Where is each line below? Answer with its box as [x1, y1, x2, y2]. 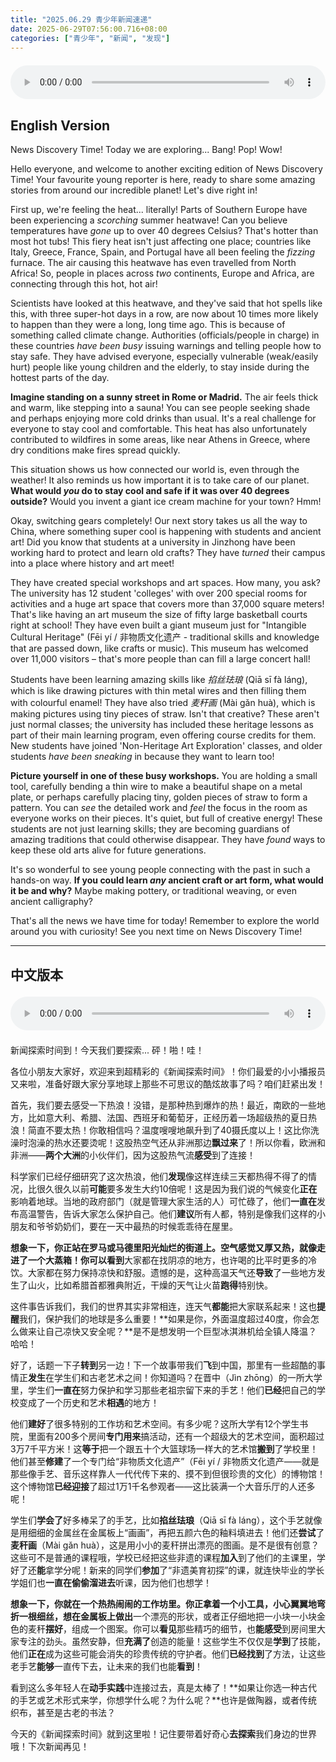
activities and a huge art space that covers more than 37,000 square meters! [10, 598, 325, 610]
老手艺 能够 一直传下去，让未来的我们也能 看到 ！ [10, 1660, 203, 1672]
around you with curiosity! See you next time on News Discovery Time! [10, 926, 303, 938]
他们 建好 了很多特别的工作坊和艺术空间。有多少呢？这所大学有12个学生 [10, 1417, 300, 1430]
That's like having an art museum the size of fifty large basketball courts [10, 609, 308, 621]
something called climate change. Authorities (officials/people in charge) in [10, 329, 320, 341]
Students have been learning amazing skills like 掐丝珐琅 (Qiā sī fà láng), [10, 674, 308, 686]
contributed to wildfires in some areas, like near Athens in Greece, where [10, 434, 311, 446]
